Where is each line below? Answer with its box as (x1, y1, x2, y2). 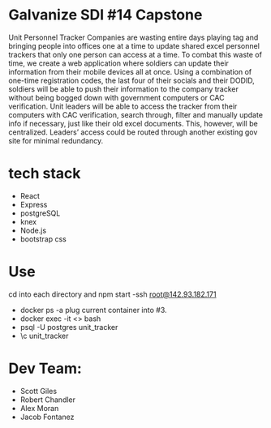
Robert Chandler (19, 395, 75, 404)
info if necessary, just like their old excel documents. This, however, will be (8, 118, 258, 128)
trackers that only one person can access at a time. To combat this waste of (8, 49, 262, 59)
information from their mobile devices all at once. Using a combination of (8, 66, 252, 76)
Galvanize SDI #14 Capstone (8, 6, 203, 24)
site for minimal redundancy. (8, 135, 104, 145)
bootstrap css (19, 233, 67, 244)
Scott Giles (19, 386, 58, 396)
